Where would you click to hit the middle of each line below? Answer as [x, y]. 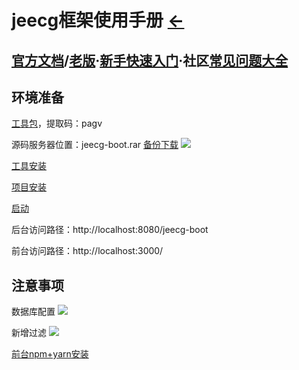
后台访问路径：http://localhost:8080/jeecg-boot [110, 230]
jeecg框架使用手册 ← [98, 20]
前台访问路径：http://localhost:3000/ [87, 251]
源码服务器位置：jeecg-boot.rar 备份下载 [95, 145]
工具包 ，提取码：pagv [57, 123]
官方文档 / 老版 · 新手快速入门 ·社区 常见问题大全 [150, 60]
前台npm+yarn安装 [50, 354]
